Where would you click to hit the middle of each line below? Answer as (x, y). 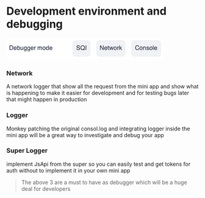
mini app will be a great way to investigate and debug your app (85, 135)
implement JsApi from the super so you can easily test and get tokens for (99, 164)
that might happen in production (47, 99)
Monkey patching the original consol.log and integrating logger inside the (98, 129)
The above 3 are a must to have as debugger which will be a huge (104, 182)
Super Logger (27, 150)
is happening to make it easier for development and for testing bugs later (98, 93)
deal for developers (46, 189)
